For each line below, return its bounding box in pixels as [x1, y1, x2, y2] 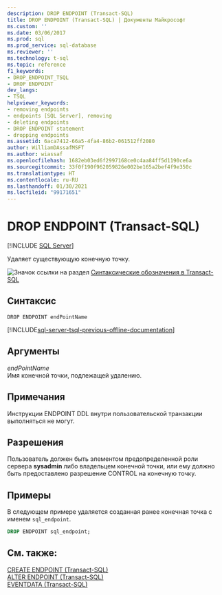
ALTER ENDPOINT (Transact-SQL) [7, 572, 104, 581]
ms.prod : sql [7, 36, 45, 43]
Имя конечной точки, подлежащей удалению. [7, 371, 142, 379]
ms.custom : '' [7, 23, 48, 30]
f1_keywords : [7, 67, 45, 74]
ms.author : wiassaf [7, 151, 63, 158]
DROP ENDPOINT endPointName [7, 314, 88, 321]
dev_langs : [7, 87, 38, 94]
